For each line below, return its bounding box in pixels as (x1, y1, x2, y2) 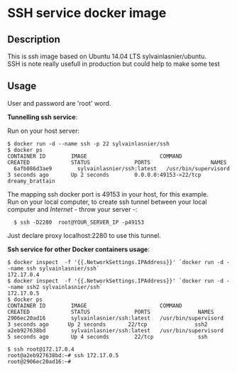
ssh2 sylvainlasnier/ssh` (26, 283, 103, 290)
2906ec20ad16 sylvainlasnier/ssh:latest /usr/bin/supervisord (7, 314, 224, 322)
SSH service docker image (7, 5, 167, 21)
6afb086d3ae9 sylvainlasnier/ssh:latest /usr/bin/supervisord (13, 165, 231, 172)
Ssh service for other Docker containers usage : (7, 245, 150, 253)
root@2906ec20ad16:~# (7, 358, 72, 365)
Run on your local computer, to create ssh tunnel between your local (7, 197, 207, 206)
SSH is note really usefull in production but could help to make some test (7, 60, 220, 68)
